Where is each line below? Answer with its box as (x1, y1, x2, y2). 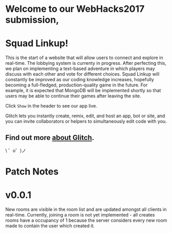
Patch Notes (5, 166, 59, 177)
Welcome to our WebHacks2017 (5, 3, 145, 15)
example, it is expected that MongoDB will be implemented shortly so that (5, 87, 161, 94)
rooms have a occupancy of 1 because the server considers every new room (5, 217, 167, 224)
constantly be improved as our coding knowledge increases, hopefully (5, 77, 154, 83)
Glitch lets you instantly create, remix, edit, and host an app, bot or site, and (5, 113, 165, 119)
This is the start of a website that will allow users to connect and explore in (5, 55, 163, 61)
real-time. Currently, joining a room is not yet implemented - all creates (5, 212, 155, 218)
